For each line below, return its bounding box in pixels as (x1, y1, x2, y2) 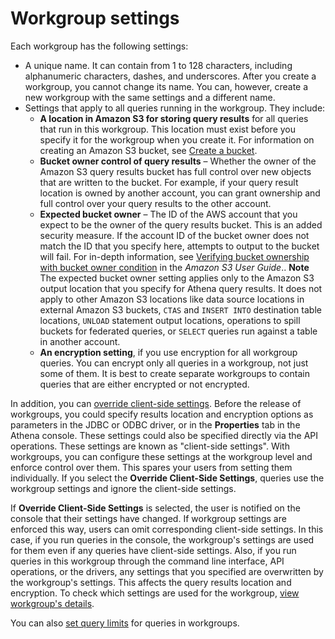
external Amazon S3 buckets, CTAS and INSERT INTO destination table (39, 303, 322, 316)
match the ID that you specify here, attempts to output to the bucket (39, 240, 320, 252)
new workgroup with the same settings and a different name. (24, 91, 276, 103)
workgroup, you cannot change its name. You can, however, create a (24, 80, 309, 92)
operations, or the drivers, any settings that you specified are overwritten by (10, 565, 324, 577)
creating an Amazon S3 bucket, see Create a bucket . (39, 144, 258, 156)
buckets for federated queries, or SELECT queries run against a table (39, 325, 318, 337)
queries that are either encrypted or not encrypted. (39, 378, 250, 390)
